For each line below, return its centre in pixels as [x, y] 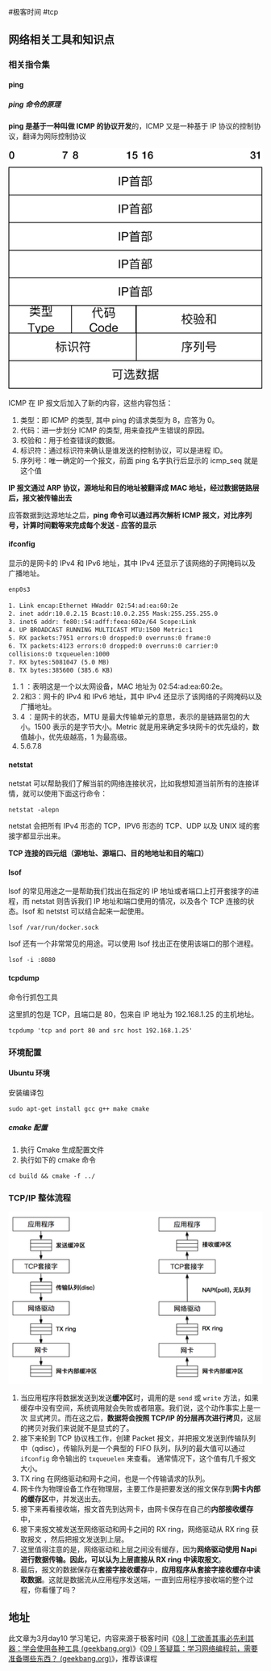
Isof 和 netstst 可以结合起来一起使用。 [85, 911]
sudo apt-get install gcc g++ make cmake [79, 1109]
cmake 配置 [28, 1128]
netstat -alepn [34, 810]
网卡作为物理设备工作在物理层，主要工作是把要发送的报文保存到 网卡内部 [140, 1488]
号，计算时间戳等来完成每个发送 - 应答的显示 [83, 525]
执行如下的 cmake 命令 [58, 1159]
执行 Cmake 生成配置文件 [62, 1150]
